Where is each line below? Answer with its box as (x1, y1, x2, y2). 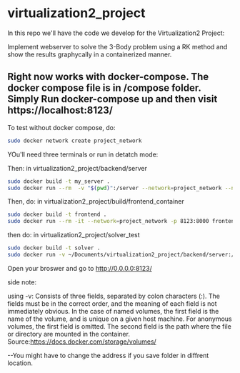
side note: (7, 277, 37, 287)
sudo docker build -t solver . (7, 244, 101, 252)
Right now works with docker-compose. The (7, 71, 209, 83)
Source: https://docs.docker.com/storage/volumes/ (7, 337, 157, 346)
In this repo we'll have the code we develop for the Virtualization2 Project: (7, 29, 225, 37)
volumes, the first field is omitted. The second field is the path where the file (7, 322, 232, 330)
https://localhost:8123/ (7, 104, 113, 116)
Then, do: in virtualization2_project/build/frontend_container (7, 197, 184, 206)
